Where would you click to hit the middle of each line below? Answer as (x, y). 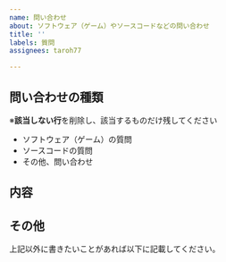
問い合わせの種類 (56, 97)
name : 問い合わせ (38, 17)
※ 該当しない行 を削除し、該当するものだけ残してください (113, 120)
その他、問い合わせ (58, 161)
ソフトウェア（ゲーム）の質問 (77, 139)
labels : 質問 (32, 42)
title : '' (28, 34)
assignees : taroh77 (46, 51)
